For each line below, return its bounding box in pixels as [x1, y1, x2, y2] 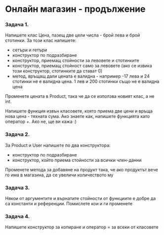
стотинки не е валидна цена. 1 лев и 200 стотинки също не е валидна [12, 78, 160, 84]
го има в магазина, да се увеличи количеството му [5, 172, 114, 178]
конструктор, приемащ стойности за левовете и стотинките [12, 58, 139, 64]
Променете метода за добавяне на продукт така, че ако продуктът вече [5, 166, 158, 172]
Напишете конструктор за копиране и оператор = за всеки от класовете [5, 224, 159, 230]
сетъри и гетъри [12, 47, 47, 53]
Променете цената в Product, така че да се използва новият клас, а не [5, 93, 155, 99]
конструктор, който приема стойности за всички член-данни [12, 157, 142, 163]
